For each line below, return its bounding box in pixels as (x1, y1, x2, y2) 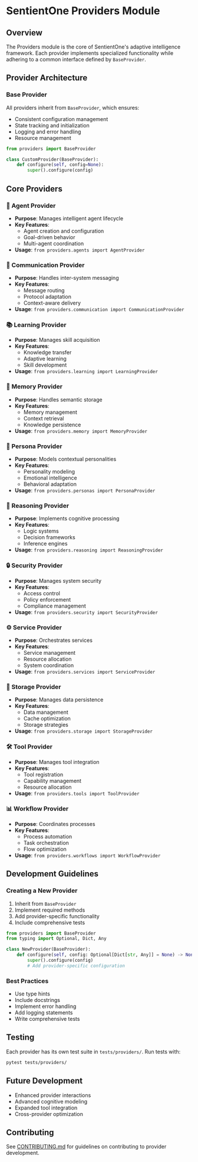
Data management (23, 709, 69, 716)
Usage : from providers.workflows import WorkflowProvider (14, 851, 161, 859)
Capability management (23, 777, 81, 784)
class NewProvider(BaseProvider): (6, 946, 91, 952)
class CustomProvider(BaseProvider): (6, 156, 99, 162)
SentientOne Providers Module (6, 4, 160, 18)
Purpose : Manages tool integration (14, 758, 100, 765)
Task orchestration (23, 839, 70, 846)
